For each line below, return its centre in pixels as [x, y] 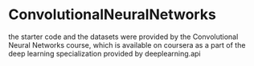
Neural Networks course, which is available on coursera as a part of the [127, 45]
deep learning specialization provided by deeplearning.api [104, 53]
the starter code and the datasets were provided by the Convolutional [123, 37]
